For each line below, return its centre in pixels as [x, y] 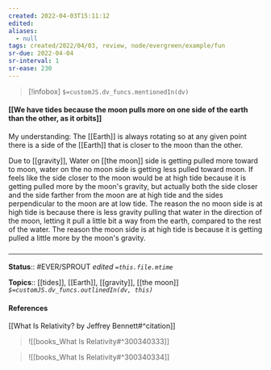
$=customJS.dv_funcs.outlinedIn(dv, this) [81, 290]
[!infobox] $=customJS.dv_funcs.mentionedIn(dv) [108, 91]
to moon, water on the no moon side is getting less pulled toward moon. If [131, 169]
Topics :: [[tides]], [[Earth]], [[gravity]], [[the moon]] [94, 283]
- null [27, 38]
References [28, 308]
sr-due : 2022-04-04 [41, 53]
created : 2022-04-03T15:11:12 [59, 16]
